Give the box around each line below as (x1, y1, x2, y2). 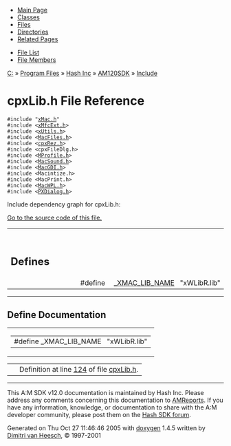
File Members (16, 56, 56, 64)
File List (16, 48, 40, 56)
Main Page (16, 6, 48, 14)
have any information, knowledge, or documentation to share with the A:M (7, 403, 217, 412)
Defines (10, 255, 50, 268)
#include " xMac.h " (7, 116, 60, 123)
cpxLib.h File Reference (7, 93, 145, 109)
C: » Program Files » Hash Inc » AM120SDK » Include (7, 69, 158, 77)
